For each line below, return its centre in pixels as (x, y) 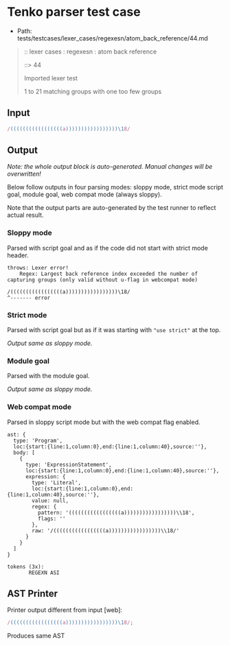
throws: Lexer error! (38, 268)
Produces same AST (36, 636)
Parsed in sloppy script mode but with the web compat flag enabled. (104, 422)
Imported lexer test (50, 78)
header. (18, 255)
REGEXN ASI (44, 573)
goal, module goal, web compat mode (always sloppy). (85, 195)
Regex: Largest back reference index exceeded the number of (108, 274)
